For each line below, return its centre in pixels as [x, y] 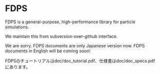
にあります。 [18, 67]
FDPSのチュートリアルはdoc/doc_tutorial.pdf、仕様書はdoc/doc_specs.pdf [80, 60]
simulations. [17, 27]
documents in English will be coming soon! [48, 51]
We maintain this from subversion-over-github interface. [61, 36]
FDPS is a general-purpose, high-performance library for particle [70, 22]
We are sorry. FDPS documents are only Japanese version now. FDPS [75, 45]
